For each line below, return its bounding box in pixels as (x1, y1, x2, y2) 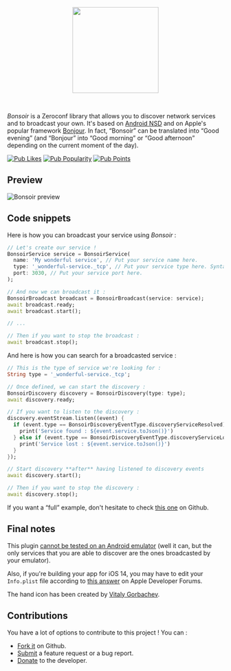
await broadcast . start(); (7, 307, 81, 315)
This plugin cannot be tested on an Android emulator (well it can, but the (7, 541, 212, 549)
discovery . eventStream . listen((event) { (7, 415, 125, 422)
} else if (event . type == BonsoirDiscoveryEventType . (13, 434, 170, 441)
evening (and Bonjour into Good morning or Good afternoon (7, 134, 192, 142)
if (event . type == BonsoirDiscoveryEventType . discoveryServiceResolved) (13, 421, 226, 428)
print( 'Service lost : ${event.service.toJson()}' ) (19, 440, 170, 448)
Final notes (7, 523, 56, 535)
